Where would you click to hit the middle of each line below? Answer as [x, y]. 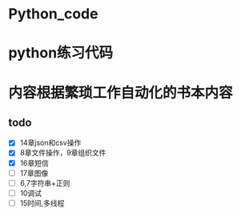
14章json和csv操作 [50, 143]
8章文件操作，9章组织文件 [63, 153]
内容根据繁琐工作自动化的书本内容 [121, 92]
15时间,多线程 [42, 203]
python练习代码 [61, 53]
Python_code [53, 14]
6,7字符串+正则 [45, 183]
